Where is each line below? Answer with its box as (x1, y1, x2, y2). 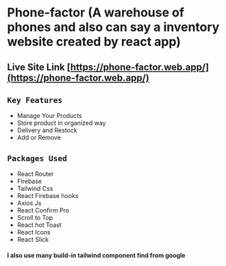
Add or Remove (16, 134, 62, 142)
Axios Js (16, 199, 42, 207)
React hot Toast (16, 221, 62, 229)
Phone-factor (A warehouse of (7, 5, 185, 21)
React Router (16, 170, 54, 178)
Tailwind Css (16, 184, 53, 193)
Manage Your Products (16, 112, 82, 120)
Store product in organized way (16, 119, 106, 128)
